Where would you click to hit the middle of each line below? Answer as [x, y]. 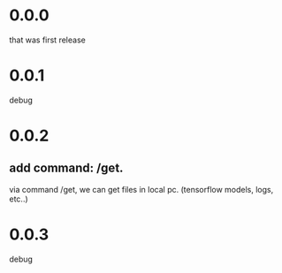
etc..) [19, 199]
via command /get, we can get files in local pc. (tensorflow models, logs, [141, 189]
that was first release [47, 40]
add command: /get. [66, 168]
